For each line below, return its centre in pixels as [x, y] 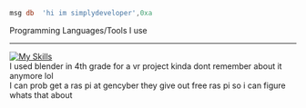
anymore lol [31, 75]
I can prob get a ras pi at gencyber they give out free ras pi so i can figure [148, 85]
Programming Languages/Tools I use [78, 30]
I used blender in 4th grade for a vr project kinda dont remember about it [146, 66]
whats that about [41, 94]
